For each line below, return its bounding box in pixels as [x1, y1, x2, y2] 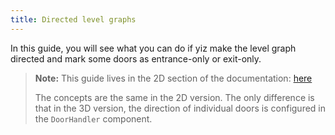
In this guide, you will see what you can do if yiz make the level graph [10, 42, 297, 54]
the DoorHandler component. [34, 112, 153, 125]
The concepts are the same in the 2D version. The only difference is [34, 91, 315, 103]
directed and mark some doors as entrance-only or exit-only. [10, 52, 262, 65]
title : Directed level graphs [10, 14, 137, 25]
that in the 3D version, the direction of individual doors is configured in [34, 102, 327, 114]
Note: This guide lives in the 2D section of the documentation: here [34, 72, 313, 84]
